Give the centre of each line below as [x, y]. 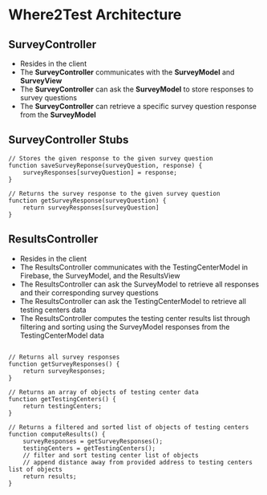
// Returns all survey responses [64, 357]
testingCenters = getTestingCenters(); [89, 448]
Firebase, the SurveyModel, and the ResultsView [100, 275]
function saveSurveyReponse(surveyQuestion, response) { [105, 165]
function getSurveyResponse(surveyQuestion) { [87, 201]
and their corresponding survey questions [89, 292]
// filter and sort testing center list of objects [111, 455]
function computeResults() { [57, 434]
